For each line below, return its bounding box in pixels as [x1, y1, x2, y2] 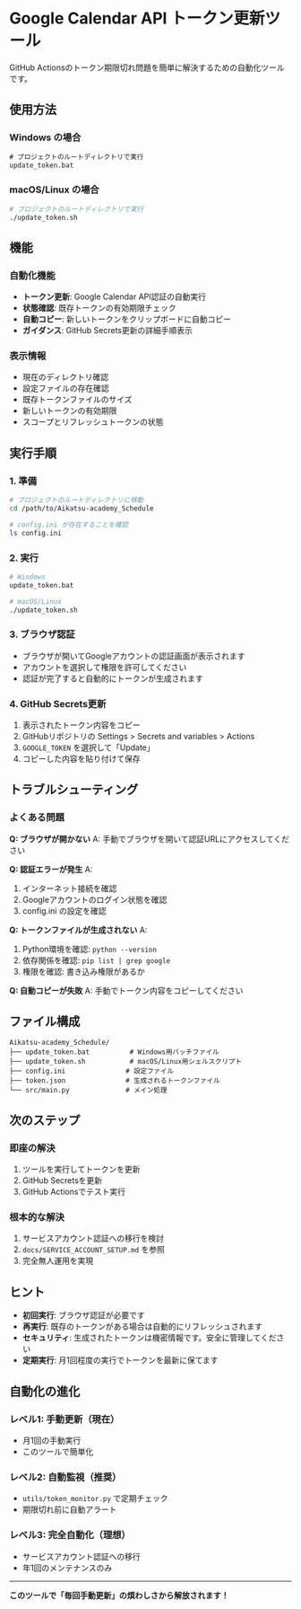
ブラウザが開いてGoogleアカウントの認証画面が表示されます [21, 650, 245, 661]
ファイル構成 [9, 1014, 81, 1030]
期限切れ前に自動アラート [21, 1504, 117, 1515]
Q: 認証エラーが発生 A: [9, 863, 93, 874]
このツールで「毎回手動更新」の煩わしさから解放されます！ [9, 1589, 229, 1600]
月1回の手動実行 [21, 1435, 82, 1445]
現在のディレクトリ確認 [21, 372, 109, 383]
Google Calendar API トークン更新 [9, 8, 266, 29]
